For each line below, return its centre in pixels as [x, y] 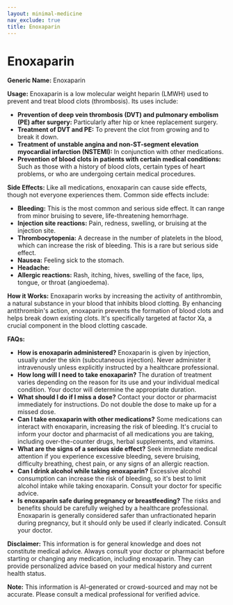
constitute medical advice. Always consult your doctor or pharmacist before [116, 551]
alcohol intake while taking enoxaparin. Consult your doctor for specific [120, 486]
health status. [27, 574]
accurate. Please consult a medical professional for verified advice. [104, 595]
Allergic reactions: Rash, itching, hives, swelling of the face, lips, [111, 275]
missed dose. [37, 412]
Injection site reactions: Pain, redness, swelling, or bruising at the [112, 223]
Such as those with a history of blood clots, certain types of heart [111, 167]
